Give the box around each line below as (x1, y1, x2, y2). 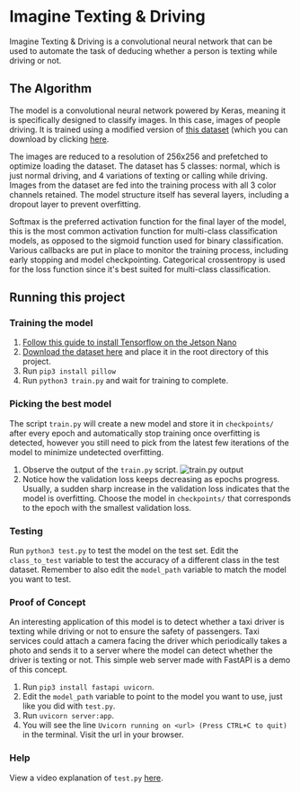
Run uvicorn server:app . (22, 710, 115, 721)
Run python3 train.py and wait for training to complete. (22, 375, 229, 386)
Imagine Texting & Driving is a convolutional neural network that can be (9, 36, 273, 47)
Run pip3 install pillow (22, 365, 117, 376)
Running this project (9, 290, 126, 305)
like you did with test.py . (22, 700, 116, 711)
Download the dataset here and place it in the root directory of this (22, 347, 269, 357)
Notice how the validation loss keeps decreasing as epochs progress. (22, 473, 280, 484)
